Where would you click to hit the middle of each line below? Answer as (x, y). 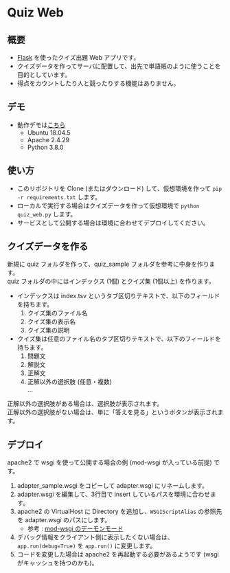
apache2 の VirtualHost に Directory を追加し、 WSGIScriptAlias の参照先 (119, 512)
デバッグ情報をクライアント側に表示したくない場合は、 (95, 537)
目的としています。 (44, 75)
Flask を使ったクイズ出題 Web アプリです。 (78, 57)
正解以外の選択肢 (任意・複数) (69, 382)
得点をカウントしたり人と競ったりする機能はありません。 (98, 83)
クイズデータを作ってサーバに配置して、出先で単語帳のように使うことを (119, 66)
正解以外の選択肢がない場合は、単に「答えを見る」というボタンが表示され (112, 412)
